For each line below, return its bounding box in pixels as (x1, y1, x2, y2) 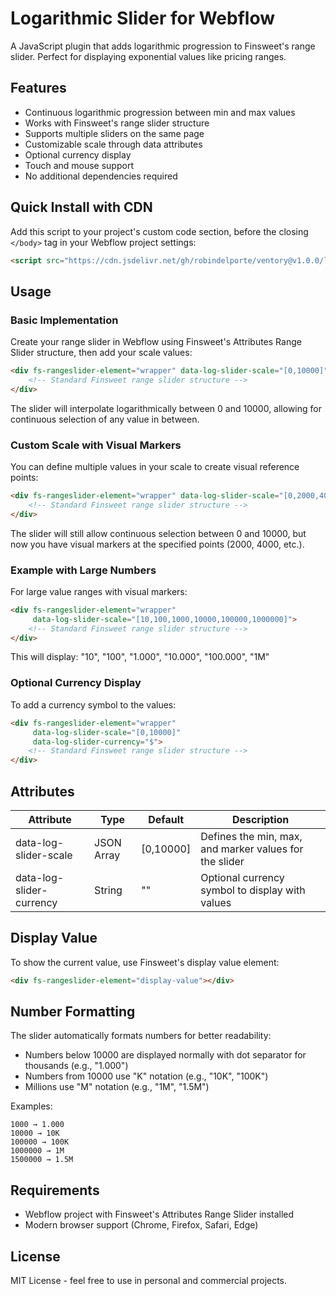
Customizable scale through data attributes (24, 138, 203, 150)
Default (148, 812, 185, 826)
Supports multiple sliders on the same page (24, 127, 205, 139)
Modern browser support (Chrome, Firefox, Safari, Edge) (24, 1219, 259, 1231)
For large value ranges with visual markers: (10, 585, 188, 597)
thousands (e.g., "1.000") (24, 1060, 129, 1072)
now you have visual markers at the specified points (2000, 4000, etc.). (10, 538, 305, 550)
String (94, 883, 123, 897)
